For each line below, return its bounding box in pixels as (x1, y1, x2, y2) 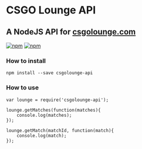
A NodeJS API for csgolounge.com (6, 27, 136, 37)
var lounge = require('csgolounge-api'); (6, 97, 109, 103)
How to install (6, 57, 46, 65)
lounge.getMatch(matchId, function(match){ (6, 127, 114, 133)
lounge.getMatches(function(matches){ (6, 107, 101, 113)
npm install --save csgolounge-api (6, 70, 93, 76)
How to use (6, 84, 39, 92)
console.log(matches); (16, 112, 72, 118)
